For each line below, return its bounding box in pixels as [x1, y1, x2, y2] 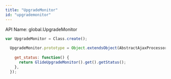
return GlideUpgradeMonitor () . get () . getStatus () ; [18, 60, 126, 65]
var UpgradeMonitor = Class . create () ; [5, 36, 88, 41]
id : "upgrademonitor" [5, 12, 51, 17]
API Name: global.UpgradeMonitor [5, 26, 77, 32]
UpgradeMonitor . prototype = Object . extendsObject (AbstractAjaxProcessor [10, 45, 167, 51]
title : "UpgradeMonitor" [5, 7, 58, 13]
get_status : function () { [14, 55, 70, 60]
